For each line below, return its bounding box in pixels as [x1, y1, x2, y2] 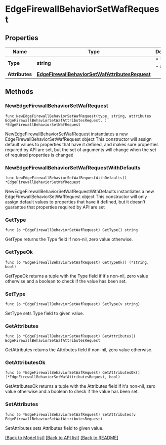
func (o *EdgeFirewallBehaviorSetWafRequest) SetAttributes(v [5, 412, 136, 417]
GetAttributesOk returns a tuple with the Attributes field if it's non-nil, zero [5, 383, 156, 389]
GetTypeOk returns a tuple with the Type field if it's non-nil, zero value [5, 273, 148, 279]
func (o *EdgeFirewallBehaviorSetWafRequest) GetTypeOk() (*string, [5, 260, 149, 265]
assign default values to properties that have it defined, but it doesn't [5, 199, 146, 204]
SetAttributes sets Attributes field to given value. [5, 425, 104, 431]
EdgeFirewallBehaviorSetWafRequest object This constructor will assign [5, 136, 152, 142]
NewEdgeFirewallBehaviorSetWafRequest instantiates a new [5, 131, 128, 137]
